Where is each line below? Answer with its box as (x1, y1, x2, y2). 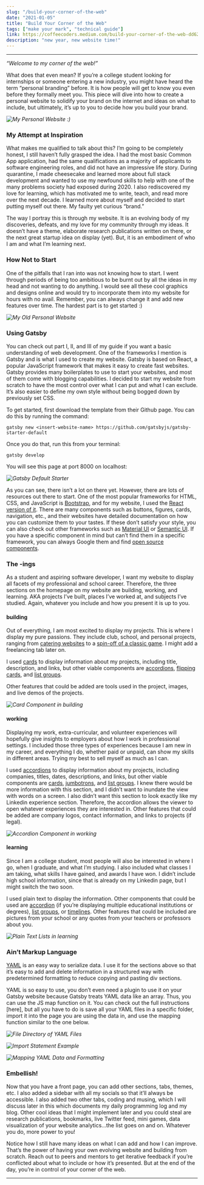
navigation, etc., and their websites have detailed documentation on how (6, 512, 188, 519)
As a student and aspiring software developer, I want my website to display (6, 573, 194, 581)
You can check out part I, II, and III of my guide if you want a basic (6, 342, 172, 350)
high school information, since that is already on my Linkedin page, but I (6, 876, 186, 884)
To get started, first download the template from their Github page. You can (6, 406, 195, 413)
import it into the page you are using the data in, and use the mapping (6, 1012, 181, 1019)
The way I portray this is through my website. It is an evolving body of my (6, 214, 190, 222)
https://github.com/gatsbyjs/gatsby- (96, 424, 191, 430)
